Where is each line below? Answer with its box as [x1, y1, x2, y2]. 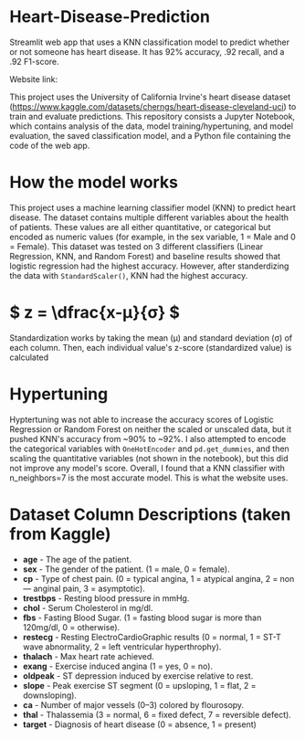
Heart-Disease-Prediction [9, 6, 210, 27]
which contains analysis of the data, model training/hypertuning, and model [9, 121, 294, 132]
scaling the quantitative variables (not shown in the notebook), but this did [9, 452, 289, 463]
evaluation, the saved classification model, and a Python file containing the [9, 130, 291, 141]
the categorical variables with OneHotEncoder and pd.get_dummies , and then [9, 443, 289, 454]
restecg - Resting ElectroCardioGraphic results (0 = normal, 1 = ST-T [22, 631, 281, 642]
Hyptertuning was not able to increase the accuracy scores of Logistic [9, 414, 274, 425]
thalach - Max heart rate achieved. [22, 650, 154, 661]
